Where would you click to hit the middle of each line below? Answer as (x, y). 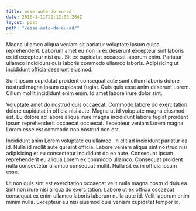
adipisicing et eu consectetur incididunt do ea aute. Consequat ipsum (90, 154)
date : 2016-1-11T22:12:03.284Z (44, 17)
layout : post (22, 22)
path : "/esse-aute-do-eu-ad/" (43, 28)
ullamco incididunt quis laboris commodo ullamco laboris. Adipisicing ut (92, 63)
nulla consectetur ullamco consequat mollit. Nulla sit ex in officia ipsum (92, 166)
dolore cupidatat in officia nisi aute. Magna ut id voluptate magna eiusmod (95, 111)
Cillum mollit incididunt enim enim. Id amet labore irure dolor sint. (84, 93)
